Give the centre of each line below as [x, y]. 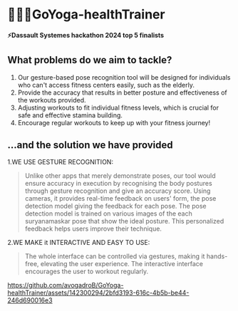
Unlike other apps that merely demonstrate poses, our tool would [120, 176]
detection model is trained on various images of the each [108, 214]
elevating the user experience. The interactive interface [121, 264]
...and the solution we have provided [90, 145]
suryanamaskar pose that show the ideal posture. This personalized [124, 221]
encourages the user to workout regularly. [87, 272]
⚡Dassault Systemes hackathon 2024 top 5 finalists [86, 35]
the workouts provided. [52, 100]
